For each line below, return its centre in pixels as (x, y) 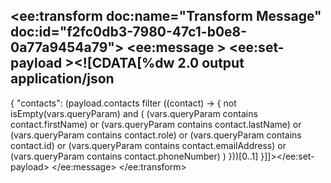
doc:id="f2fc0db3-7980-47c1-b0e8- (129, 32)
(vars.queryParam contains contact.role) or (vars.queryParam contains (156, 135)
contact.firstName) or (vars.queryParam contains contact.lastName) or (156, 124)
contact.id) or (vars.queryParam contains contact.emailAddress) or (148, 145)
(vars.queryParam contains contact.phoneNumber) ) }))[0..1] (134, 156)
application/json (62, 79)
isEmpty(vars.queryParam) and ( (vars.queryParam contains (134, 113)
